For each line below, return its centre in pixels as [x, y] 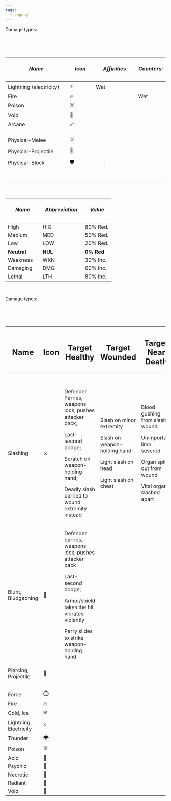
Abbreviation [61, 210]
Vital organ [154, 486]
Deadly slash [80, 489]
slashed [151, 493]
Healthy [80, 357]
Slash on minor [118, 420]
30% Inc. [96, 260]
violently [75, 620]
